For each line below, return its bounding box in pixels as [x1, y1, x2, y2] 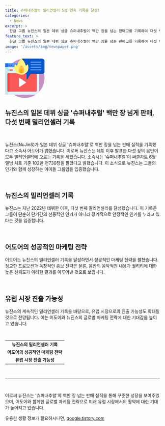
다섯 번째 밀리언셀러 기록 [5, 118, 75, 126]
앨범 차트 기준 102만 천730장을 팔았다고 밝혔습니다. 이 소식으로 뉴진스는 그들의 [5, 160, 156, 166]
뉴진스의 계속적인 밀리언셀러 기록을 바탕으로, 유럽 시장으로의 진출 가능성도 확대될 [5, 309, 160, 314]
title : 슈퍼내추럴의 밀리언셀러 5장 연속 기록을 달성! [5, 8, 100, 13]
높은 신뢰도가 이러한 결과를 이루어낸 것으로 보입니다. [5, 269, 105, 275]
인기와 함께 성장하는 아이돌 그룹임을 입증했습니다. [5, 166, 100, 172]
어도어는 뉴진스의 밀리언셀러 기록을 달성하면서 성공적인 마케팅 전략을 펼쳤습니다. [5, 257, 159, 263]
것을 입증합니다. [14, 218, 45, 224]
